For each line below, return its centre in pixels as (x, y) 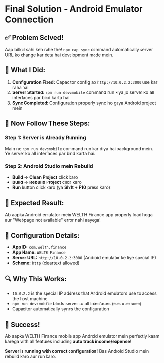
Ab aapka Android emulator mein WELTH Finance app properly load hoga (79, 214)
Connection (29, 19)
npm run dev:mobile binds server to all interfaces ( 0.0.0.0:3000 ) (77, 304)
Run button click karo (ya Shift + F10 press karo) (61, 187)
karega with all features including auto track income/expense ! (68, 342)
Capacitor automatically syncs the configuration (60, 309)
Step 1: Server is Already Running (46, 138)
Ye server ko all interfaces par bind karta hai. (50, 153)
